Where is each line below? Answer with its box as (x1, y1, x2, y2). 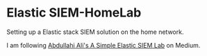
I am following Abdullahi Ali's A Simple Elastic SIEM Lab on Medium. (6, 41, 201, 49)
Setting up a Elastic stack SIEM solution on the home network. (6, 28, 184, 36)
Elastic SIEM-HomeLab (6, 5, 142, 21)
